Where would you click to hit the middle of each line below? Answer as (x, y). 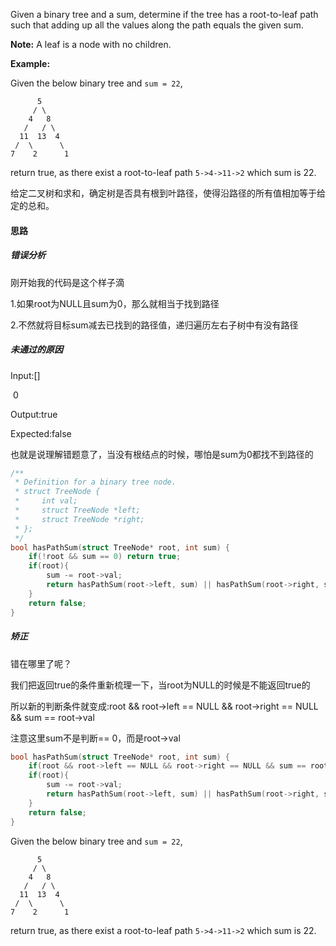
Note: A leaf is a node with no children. (91, 44)
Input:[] (25, 375)
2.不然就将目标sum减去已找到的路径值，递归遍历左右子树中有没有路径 (154, 325)
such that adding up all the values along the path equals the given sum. (157, 25)
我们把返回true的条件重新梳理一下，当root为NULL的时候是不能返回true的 (160, 685)
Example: (30, 63)
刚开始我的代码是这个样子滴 (67, 282)
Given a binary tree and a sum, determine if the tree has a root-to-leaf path (164, 14)
